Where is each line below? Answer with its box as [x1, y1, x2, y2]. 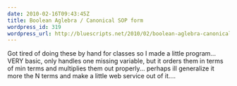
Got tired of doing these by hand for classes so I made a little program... [7, 49, 217, 58]
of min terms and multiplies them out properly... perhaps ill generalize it [7, 64, 215, 73]
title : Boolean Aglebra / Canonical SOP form [7, 17, 143, 24]
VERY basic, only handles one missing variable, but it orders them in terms [7, 57, 224, 66]
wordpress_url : [7, 30, 52, 37]
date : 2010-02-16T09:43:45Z [7, 10, 90, 18]
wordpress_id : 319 [7, 23, 61, 30]
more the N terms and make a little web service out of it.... [7, 72, 176, 80]
